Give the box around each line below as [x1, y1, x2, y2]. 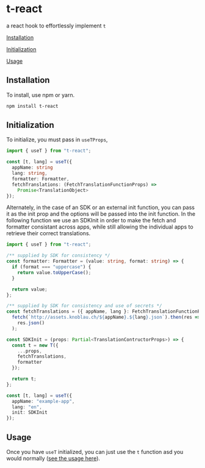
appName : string [12, 165, 53, 171]
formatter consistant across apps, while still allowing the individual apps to [6, 223, 193, 230]
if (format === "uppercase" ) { [12, 264, 92, 270]
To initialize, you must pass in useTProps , [6, 136, 108, 143]
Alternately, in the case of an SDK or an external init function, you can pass [6, 204, 195, 211]
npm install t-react [6, 103, 59, 109]
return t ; [12, 376, 37, 382]
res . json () [17, 320, 45, 326]
